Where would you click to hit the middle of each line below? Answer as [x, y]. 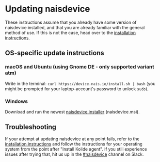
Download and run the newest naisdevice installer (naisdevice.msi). [72, 112]
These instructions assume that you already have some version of [71, 22]
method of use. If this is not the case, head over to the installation [70, 32]
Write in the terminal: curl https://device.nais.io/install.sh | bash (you [80, 83]
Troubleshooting [31, 127]
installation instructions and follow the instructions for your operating [74, 144]
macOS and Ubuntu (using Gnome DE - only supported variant [80, 67]
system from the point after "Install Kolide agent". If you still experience [76, 149]
